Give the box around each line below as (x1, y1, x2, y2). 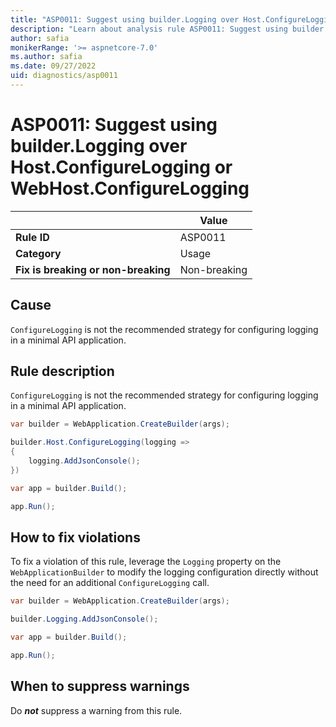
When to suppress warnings (10, 678, 190, 695)
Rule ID (15, 230, 50, 244)
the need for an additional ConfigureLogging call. (10, 577, 210, 589)
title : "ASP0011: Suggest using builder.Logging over (10, 14, 240, 25)
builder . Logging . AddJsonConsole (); (10, 614, 159, 625)
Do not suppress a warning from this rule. (10, 704, 183, 716)
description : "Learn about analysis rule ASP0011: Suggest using (10, 24, 288, 34)
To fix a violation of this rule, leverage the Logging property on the (10, 556, 282, 568)
